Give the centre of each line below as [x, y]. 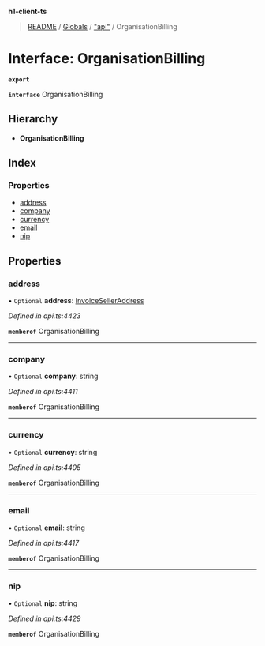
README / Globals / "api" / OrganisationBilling [102, 26]
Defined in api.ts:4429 [45, 618]
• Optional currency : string [53, 452]
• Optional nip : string [43, 603]
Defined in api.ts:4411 [43, 392]
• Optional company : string [53, 376]
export [19, 79]
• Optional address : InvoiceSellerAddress [76, 301]
